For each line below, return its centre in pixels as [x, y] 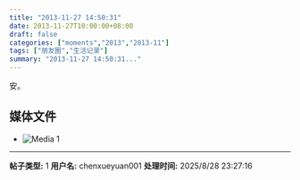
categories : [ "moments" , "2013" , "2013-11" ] [89, 43]
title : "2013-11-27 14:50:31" [66, 17]
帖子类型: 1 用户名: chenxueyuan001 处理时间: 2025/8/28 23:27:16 [131, 166]
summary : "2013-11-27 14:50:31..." [75, 59]
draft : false [33, 34]
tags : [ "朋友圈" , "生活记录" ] [59, 51]
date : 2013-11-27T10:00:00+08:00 [71, 26]
